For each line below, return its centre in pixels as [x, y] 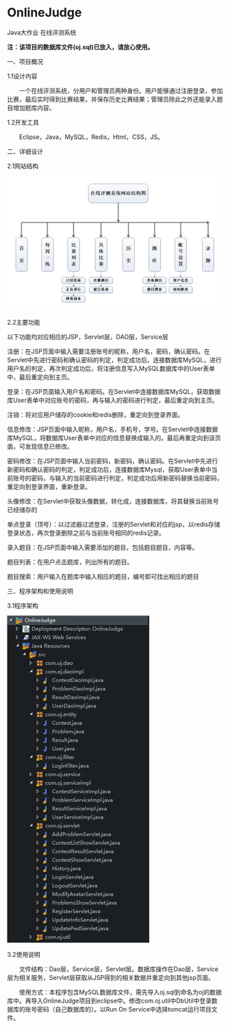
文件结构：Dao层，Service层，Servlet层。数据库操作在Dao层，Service [119, 969]
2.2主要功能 [24, 322]
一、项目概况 [25, 61]
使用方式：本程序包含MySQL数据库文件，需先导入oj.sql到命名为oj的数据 [120, 992]
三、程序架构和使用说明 [40, 591]
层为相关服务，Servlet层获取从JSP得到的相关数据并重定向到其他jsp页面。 [111, 977]
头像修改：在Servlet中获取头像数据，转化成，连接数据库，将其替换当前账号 [113, 501]
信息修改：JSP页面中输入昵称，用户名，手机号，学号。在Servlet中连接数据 [113, 429]
